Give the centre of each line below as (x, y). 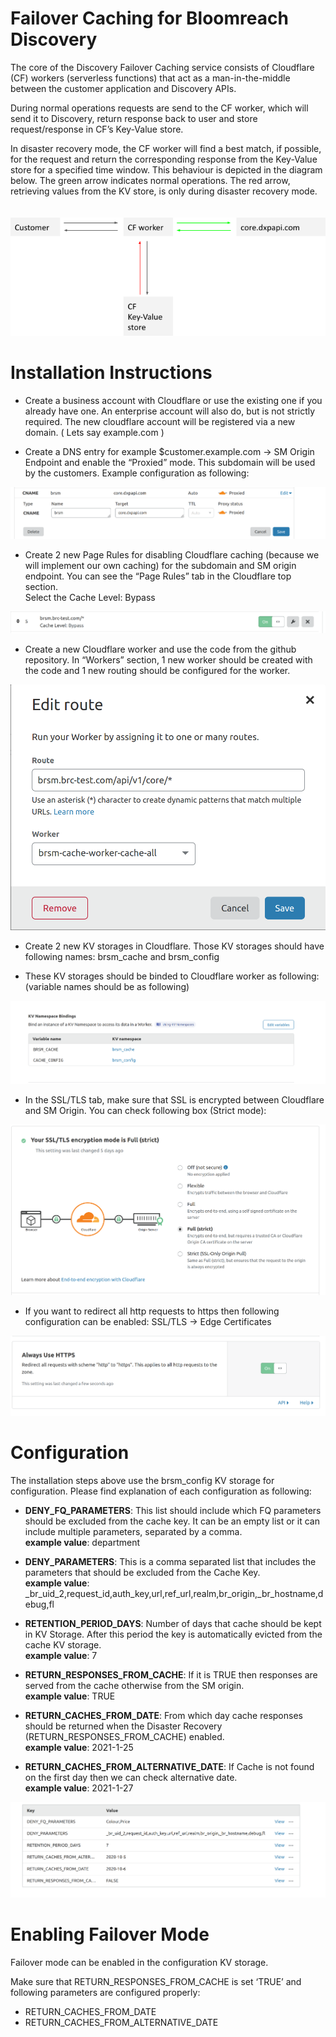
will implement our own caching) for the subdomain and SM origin (160, 565)
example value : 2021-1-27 (79, 1788)
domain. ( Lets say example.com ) (94, 432)
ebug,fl (39, 1604)
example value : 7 (61, 1655)
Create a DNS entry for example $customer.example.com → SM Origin (169, 451)
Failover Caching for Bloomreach (149, 18)
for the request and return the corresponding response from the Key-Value (164, 159)
